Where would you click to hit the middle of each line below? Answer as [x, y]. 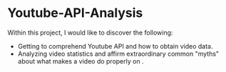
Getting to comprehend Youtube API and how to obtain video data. [115, 46]
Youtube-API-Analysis [75, 13]
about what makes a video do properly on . [81, 61]
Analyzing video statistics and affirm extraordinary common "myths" [118, 54]
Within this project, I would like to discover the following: [90, 32]
